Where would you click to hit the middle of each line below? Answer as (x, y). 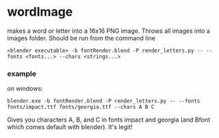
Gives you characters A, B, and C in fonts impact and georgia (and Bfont (109, 120)
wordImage (40, 12)
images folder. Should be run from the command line (81, 38)
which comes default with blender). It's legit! (70, 127)
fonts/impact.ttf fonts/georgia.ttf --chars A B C (81, 107)
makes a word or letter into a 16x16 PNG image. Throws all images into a (108, 31)
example (22, 74)
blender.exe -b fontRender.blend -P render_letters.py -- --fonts (104, 101)
